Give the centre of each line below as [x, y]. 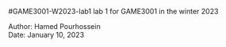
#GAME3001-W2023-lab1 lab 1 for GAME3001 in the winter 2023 [113, 11]
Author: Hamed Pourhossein [54, 26]
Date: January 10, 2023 [46, 35]
